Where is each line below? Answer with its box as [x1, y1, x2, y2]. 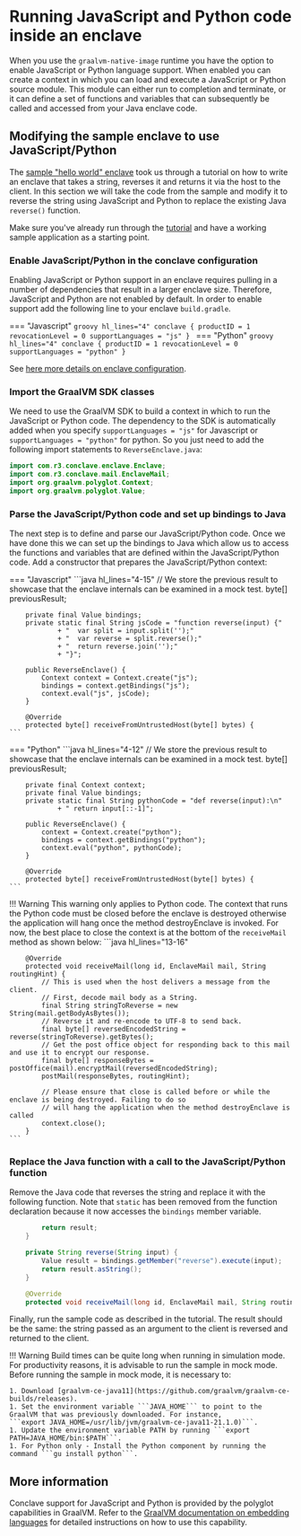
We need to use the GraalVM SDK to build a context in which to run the [9, 406, 271, 417]
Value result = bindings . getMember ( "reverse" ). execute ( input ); [41, 1257, 282, 1266]
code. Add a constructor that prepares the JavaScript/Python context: [9, 557, 268, 567]
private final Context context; [25, 781, 146, 790]
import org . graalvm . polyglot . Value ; [9, 487, 146, 496]
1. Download [9, 1387, 54, 1396]
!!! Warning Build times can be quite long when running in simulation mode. [9, 1350, 286, 1361]
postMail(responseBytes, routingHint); [41, 1072, 191, 1081]
